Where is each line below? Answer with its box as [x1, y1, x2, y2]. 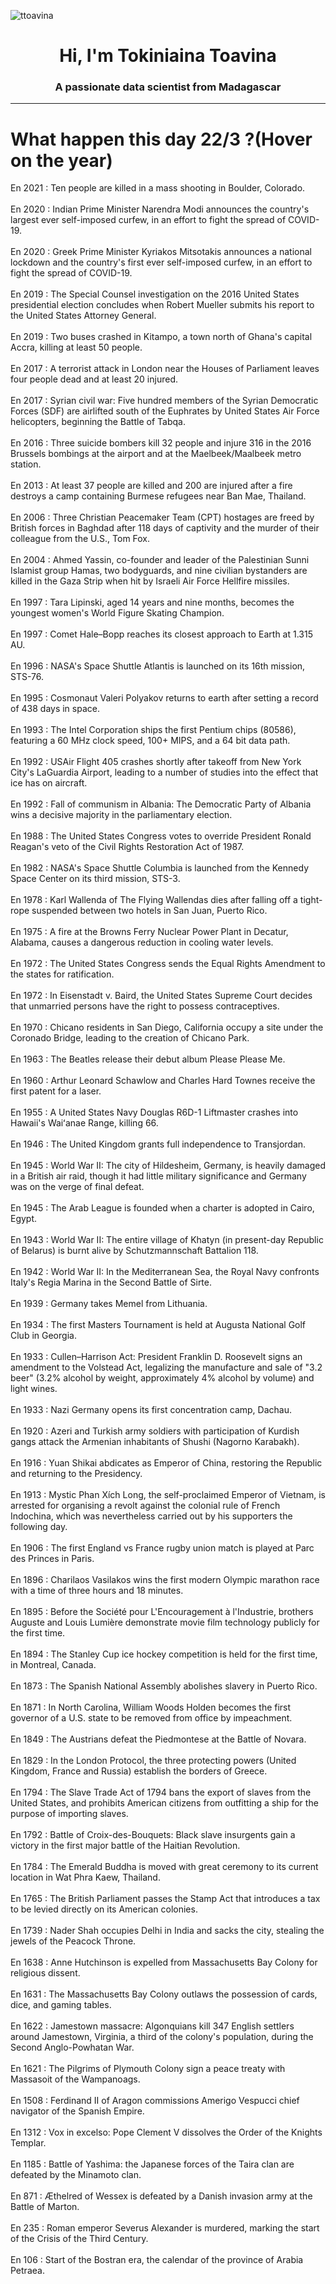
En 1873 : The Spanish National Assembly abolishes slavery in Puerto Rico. [10, 1680, 318, 1692]
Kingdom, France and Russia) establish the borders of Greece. [10, 1765, 268, 1777]
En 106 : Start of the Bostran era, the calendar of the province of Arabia [10, 2254, 304, 2266]
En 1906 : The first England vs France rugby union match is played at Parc [10, 1542, 315, 1554]
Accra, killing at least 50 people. [10, 341, 143, 354]
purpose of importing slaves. [10, 1808, 129, 1820]
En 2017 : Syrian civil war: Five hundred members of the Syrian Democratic [10, 395, 319, 407]
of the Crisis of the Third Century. [10, 2233, 149, 2245]
